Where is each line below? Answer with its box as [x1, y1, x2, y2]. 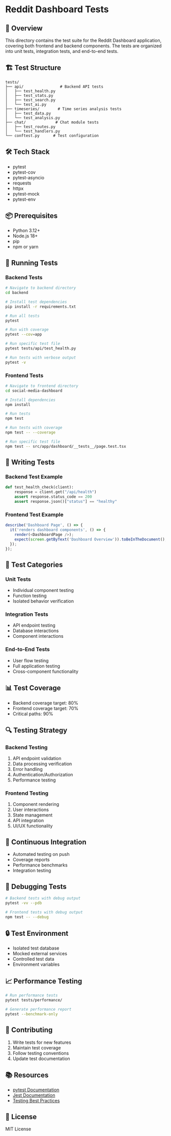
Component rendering [12, 801, 60, 807]
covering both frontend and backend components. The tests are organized [5, 43, 162, 49]
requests [12, 180, 32, 186]
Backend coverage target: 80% [12, 699, 78, 706]
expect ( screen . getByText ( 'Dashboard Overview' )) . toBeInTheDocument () [14, 536, 165, 542]
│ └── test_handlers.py [5, 128, 60, 133]
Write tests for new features [12, 1039, 71, 1045]
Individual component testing [12, 587, 74, 593]
